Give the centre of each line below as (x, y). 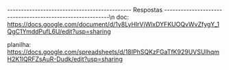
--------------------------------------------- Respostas (85, 10)
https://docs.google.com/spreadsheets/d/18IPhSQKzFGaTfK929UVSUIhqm (113, 52)
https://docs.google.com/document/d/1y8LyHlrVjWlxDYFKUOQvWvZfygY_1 (113, 24)
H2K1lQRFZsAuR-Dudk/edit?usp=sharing (65, 59)
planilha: (19, 45)
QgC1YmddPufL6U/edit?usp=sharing (59, 31)
